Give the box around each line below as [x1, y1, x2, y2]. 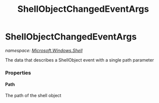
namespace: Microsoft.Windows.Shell [5, 47, 83, 53]
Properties [5, 69, 31, 76]
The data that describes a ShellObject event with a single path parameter [5, 57, 155, 63]
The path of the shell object [5, 93, 61, 99]
